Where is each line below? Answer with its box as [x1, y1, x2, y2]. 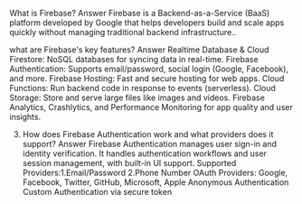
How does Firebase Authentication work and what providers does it [22, 129, 274, 139]
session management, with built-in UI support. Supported [22, 158, 237, 168]
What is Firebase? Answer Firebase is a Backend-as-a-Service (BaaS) [9, 8, 270, 18]
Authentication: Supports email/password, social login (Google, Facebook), [9, 63, 289, 74]
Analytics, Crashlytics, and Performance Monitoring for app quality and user [9, 102, 294, 112]
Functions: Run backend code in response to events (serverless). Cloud [9, 83, 276, 93]
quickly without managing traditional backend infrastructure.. [9, 27, 237, 37]
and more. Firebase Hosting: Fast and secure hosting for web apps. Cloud [9, 73, 285, 84]
